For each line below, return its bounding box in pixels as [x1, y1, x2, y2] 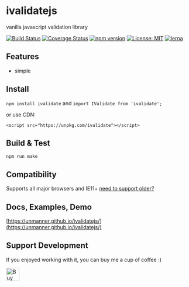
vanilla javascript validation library [6, 23, 88, 30]
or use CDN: [6, 111, 36, 118]
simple [14, 67, 31, 74]
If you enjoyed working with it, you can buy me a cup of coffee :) [6, 256, 162, 263]
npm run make [6, 154, 38, 160]
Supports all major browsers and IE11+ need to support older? [6, 185, 154, 192]
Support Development [6, 241, 89, 251]
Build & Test [6, 138, 50, 148]
